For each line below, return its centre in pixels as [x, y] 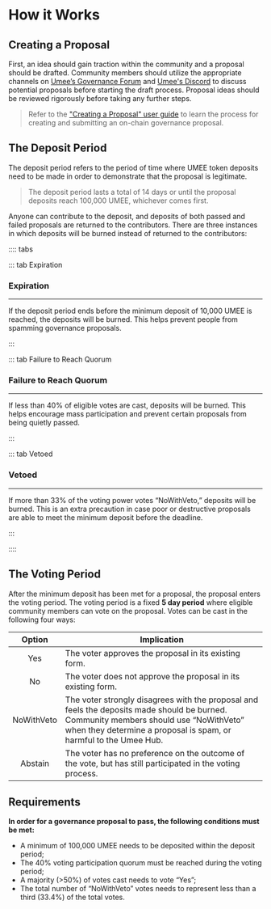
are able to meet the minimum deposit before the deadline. [106, 517]
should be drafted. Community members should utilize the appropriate [125, 73]
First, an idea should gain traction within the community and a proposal [126, 64]
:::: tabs [21, 249]
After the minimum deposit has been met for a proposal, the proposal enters [134, 594]
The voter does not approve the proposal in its [152, 676]
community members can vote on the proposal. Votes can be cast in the [128, 611]
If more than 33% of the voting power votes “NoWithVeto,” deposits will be [132, 500]
